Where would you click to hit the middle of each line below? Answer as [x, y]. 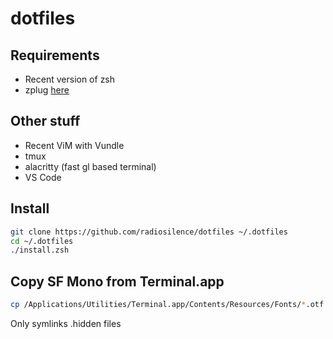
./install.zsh [40, 250]
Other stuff [45, 121]
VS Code [43, 177]
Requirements [55, 55]
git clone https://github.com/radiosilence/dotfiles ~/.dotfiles [149, 232]
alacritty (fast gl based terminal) [90, 166]
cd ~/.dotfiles [42, 241]
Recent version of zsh [70, 79]
